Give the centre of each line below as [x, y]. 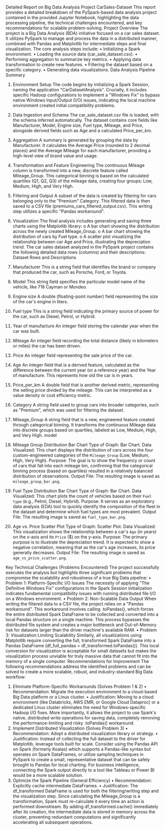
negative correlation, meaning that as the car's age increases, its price [84, 547]
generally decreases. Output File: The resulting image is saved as [79, 553]
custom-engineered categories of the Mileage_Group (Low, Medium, [81, 455]
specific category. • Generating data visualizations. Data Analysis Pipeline [81, 70]
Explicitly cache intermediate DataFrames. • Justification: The [75, 786]
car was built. [27, 331]
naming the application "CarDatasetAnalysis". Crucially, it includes [80, 90]
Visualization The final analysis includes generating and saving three [82, 221]
